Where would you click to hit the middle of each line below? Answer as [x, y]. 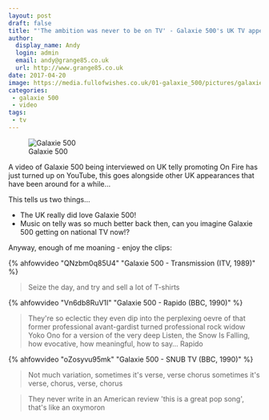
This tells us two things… [49, 199]
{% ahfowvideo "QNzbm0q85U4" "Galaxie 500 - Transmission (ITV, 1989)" [132, 263]
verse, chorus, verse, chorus [75, 383]
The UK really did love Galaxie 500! [78, 215]
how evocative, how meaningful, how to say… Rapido [116, 343]
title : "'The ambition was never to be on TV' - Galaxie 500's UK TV [127, 30]
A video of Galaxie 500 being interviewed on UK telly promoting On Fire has [133, 167]
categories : [28, 90]
